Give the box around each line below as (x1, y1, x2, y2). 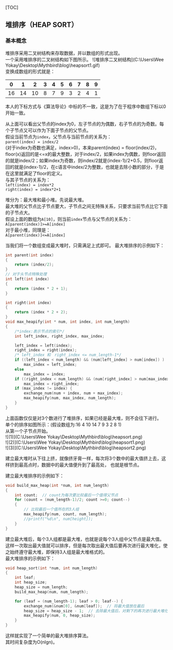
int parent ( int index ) (5, 252, 54, 258)
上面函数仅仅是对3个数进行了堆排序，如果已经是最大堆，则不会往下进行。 (5, 415, 162, 421)
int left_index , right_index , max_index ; (14, 333, 105, 339)
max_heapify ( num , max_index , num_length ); (24, 396, 116, 401)
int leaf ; (14, 575, 36, 581)
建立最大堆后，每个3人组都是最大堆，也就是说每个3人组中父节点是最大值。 (5, 536, 165, 542)
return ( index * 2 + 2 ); (14, 310, 68, 315)
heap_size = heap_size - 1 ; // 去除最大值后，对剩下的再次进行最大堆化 (24, 608, 168, 613)
